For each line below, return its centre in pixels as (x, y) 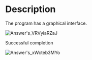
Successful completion (29, 43)
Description (30, 9)
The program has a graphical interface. (46, 23)
